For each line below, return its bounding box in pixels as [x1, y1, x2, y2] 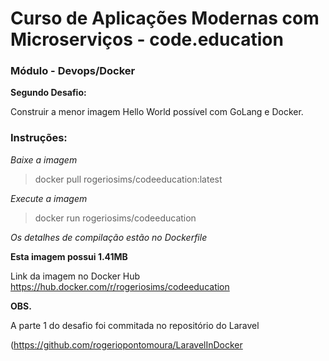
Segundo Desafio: [10, 87, 87, 99]
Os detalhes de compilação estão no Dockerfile [10, 231, 208, 243]
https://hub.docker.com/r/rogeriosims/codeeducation [10, 280, 230, 292]
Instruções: [10, 131, 68, 145]
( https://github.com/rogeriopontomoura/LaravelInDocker [10, 338, 243, 351]
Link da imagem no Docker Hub [10, 270, 141, 282]
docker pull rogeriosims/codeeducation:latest [34, 173, 223, 185]
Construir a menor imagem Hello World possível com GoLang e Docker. [10, 106, 304, 118]
